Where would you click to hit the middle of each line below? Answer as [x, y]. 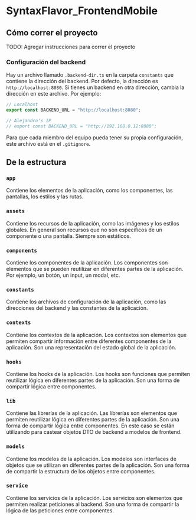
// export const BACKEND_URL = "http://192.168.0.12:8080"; [82, 126]
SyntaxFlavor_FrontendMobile [82, 11]
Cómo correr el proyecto [52, 33]
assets [16, 211]
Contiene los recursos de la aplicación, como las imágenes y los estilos [93, 223]
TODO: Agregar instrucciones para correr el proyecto [71, 47]
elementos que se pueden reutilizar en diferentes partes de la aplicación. [95, 269]
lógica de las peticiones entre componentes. [60, 510]
